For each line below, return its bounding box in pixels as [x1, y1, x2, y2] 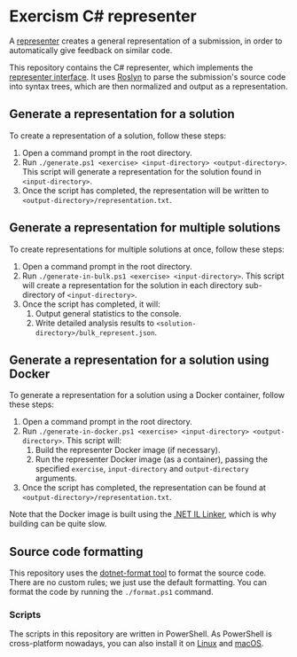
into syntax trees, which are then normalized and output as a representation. [9, 81, 288, 91]
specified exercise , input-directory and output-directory [35, 464, 250, 474]
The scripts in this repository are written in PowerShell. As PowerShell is [9, 629, 272, 639]
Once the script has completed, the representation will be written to [21, 184, 270, 196]
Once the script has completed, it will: [21, 299, 161, 309]
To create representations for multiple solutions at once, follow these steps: [9, 244, 285, 254]
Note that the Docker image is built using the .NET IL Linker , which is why [9, 509, 277, 520]
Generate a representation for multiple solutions [9, 220, 281, 236]
